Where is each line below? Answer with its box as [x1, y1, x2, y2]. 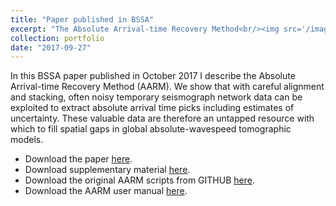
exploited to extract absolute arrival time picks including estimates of [10, 102, 295, 114]
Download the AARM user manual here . [24, 185, 188, 197]
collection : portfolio [10, 33, 105, 43]
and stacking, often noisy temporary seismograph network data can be [10, 91, 303, 103]
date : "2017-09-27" [10, 42, 92, 53]
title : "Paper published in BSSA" [10, 14, 155, 25]
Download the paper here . [24, 153, 133, 165]
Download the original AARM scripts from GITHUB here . [24, 174, 255, 186]
